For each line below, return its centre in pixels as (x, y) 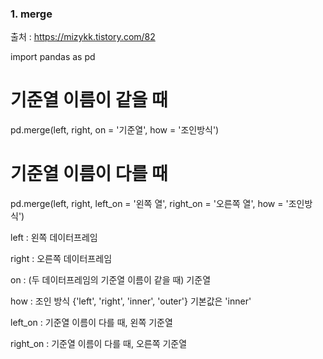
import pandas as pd (53, 57)
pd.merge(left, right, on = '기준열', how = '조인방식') (115, 130)
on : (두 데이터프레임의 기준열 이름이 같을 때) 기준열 (111, 280)
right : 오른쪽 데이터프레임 (61, 259)
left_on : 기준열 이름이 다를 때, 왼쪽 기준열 (91, 323)
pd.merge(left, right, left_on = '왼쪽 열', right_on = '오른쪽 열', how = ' (149, 204)
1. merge (31, 14)
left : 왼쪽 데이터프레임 (54, 238)
